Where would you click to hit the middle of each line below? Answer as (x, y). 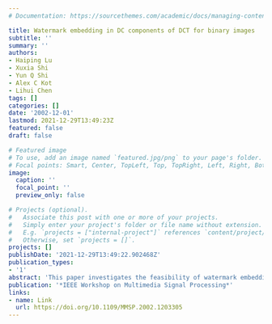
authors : (23, 53)
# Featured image (38, 150)
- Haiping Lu (30, 61)
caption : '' (36, 180)
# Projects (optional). (49, 210)
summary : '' (28, 45)
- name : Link (30, 300)
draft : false (30, 136)
